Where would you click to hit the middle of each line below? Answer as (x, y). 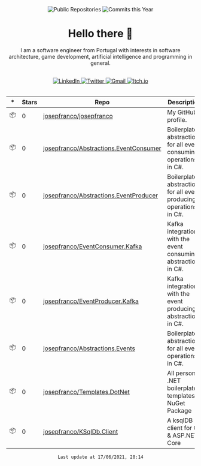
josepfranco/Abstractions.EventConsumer (102, 148)
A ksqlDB (180, 420)
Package (179, 410)
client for (180, 428)
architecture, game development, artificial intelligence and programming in (100, 56)
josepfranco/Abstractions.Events (89, 348)
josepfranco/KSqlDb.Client (80, 431)
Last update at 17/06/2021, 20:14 (100, 457)
